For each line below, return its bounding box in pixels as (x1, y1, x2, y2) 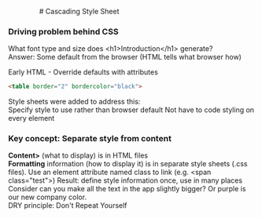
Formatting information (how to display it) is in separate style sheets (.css (8, 159, 248, 169)
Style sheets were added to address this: (8, 97, 141, 107)
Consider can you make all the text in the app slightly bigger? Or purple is (8, 184, 246, 194)
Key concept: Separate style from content (8, 133, 172, 144)
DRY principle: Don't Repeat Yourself (8, 201, 127, 210)
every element (8, 114, 55, 123)
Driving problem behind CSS (8, 26, 120, 37)
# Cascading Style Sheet (39, 7, 120, 16)
